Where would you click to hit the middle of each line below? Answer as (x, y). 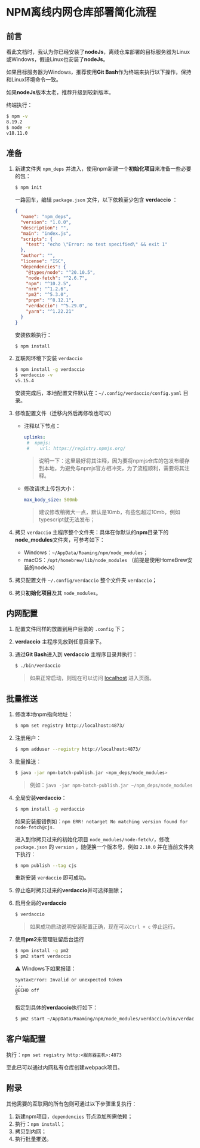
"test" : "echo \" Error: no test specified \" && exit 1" (97, 244)
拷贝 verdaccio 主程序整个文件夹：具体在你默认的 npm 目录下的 (92, 532)
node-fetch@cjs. (35, 827)
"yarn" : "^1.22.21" (50, 311)
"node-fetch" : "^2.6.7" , (57, 278)
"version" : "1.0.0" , (46, 222)
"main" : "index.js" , (46, 233)
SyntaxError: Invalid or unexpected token (68, 980)
